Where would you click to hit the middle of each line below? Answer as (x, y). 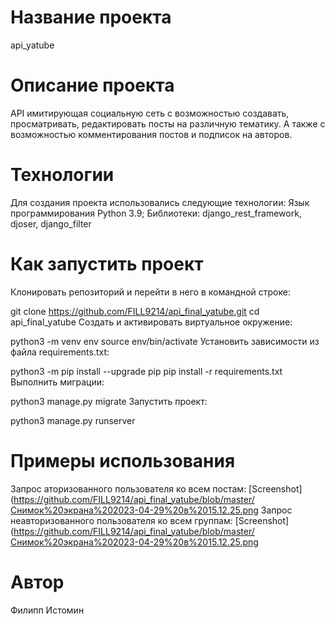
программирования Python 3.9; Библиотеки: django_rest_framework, (156, 213)
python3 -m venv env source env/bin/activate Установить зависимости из (165, 341)
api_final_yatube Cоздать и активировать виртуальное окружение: (151, 322)
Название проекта (91, 17)
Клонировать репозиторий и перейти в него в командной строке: (150, 292)
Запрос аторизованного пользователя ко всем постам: (128, 488)
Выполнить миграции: (57, 382)
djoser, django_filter (51, 223)
